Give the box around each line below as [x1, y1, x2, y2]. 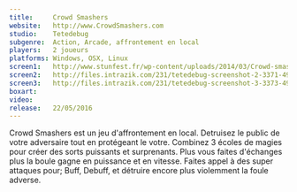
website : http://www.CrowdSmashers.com [9, 21, 164, 30]
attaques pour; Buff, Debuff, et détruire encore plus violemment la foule [9, 165, 269, 176]
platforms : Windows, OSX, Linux [9, 54, 128, 63]
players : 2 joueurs [9, 46, 89, 55]
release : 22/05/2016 [9, 104, 93, 112]
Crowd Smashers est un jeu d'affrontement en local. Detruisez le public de [9, 127, 280, 138]
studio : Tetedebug [9, 29, 89, 38]
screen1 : [9, 63, 42, 72]
